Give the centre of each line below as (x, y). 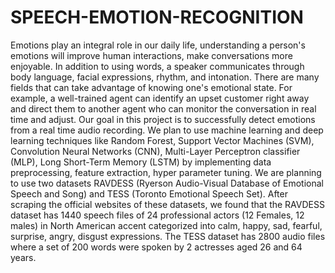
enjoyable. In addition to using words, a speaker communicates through (157, 66)
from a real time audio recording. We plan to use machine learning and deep (167, 130)
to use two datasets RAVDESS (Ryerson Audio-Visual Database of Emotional (167, 183)
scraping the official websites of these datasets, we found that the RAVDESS (167, 204)
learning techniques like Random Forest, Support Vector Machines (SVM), (162, 140)
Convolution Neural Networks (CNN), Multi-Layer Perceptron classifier (155, 151)
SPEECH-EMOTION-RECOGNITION (157, 17)
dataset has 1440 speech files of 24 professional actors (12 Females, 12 (157, 215)
